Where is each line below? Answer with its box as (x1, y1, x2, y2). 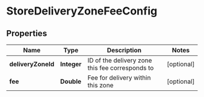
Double (60, 77, 82, 86)
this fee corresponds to (87, 64, 154, 72)
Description (107, 46, 141, 54)
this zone (87, 81, 114, 89)
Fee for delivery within (87, 74, 151, 82)
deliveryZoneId (9, 60, 55, 68)
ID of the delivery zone (87, 56, 152, 64)
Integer (60, 60, 82, 68)
